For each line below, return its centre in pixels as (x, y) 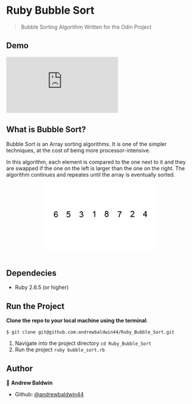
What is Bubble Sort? (46, 130)
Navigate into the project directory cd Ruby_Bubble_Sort (83, 343)
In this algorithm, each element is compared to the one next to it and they (96, 162)
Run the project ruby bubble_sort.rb (60, 350)
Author (19, 368)
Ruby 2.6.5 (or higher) (42, 288)
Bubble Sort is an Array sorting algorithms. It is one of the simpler (86, 144)
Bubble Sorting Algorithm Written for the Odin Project (86, 27)
